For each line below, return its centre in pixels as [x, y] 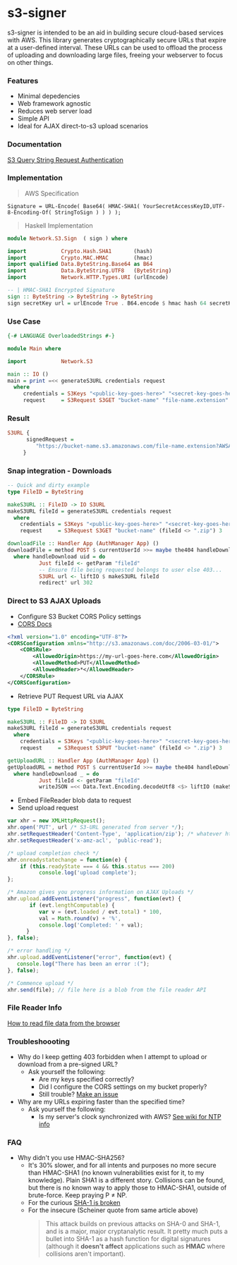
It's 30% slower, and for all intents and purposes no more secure [122, 1166]
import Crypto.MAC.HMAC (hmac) [80, 258]
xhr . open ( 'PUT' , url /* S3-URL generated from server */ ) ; [96, 827]
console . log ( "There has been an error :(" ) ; [83, 964]
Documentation [35, 145]
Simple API [33, 118]
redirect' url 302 [66, 583]
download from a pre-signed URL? [68, 1064]
